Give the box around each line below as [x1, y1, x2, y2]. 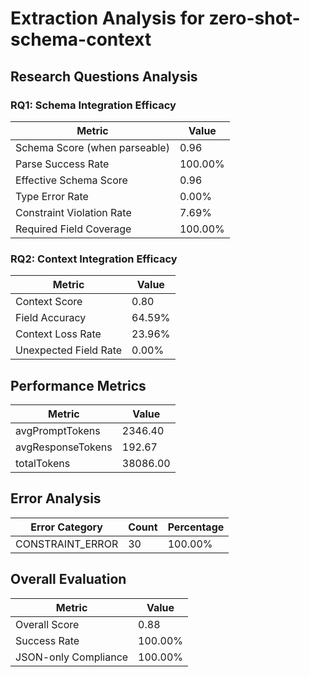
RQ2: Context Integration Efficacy [10, 252, 178, 266]
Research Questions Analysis [10, 68, 198, 85]
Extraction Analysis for [10, 7, 205, 30]
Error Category [30, 520, 103, 534]
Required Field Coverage [15, 222, 132, 236]
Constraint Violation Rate [15, 205, 132, 219]
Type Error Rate [15, 189, 89, 203]
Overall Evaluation [10, 571, 127, 588]
